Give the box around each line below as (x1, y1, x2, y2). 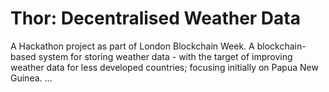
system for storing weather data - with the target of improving (38, 50, 293, 62)
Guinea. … (10, 72, 53, 84)
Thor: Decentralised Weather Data (10, 7, 301, 30)
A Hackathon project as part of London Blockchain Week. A (10, 40, 255, 52)
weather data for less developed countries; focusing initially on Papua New (10, 61, 319, 73)
